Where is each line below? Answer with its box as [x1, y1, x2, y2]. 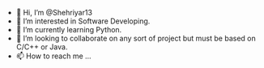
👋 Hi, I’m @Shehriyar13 [15, 8, 93, 17]
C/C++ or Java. [15, 42, 68, 52]
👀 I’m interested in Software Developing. [15, 16, 151, 26]
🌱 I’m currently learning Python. [15, 25, 122, 34]
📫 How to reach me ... [15, 51, 92, 61]
